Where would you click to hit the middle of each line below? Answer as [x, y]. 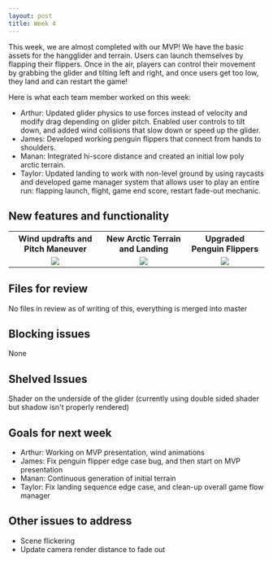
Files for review [48, 289]
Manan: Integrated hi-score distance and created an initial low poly [132, 156]
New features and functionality [89, 216]
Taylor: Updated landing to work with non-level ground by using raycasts [142, 173]
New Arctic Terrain [144, 239]
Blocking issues [50, 334]
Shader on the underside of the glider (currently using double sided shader [134, 398]
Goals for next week [60, 433]
